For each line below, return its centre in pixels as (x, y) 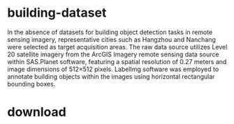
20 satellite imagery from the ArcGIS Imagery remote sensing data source (113, 54)
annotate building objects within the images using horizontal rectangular (111, 76)
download (37, 112)
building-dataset (57, 13)
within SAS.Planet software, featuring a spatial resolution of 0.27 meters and (117, 61)
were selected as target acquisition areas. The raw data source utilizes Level (117, 47)
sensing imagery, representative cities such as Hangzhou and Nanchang (112, 39)
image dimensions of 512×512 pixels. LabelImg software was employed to (113, 69)
